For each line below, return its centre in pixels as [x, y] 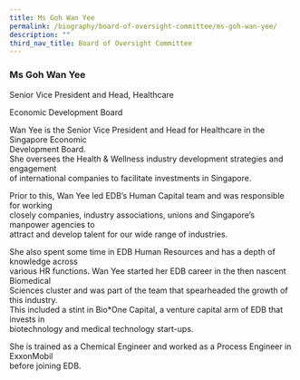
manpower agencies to [52, 224]
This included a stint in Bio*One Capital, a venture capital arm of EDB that [146, 309]
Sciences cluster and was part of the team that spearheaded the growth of [149, 290]
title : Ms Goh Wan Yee [52, 18]
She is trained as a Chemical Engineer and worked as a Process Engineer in [150, 346]
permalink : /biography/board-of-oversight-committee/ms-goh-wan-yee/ [144, 26]
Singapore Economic [48, 139]
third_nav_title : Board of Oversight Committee [101, 43]
